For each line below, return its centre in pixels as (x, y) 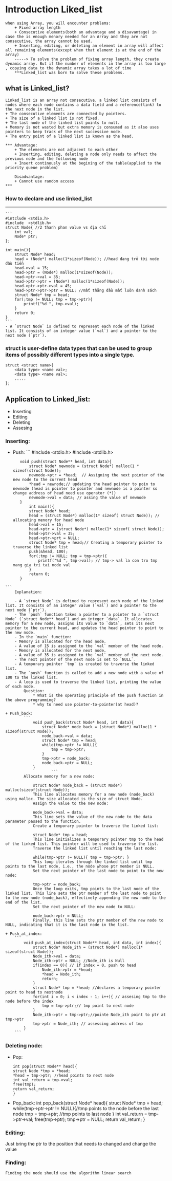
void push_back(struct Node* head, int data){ (83, 723)
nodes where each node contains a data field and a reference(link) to (83, 105)
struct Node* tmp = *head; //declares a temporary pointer (97, 988)
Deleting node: (24, 1046)
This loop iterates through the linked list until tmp (92, 862)
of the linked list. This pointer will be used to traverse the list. (82, 844)
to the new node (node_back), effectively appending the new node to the (86, 898)
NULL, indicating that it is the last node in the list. (67, 925)
